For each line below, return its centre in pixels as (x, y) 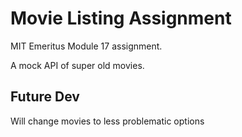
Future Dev (45, 97)
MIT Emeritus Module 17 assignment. (86, 46)
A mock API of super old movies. (77, 65)
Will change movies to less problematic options (107, 121)
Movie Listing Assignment (121, 18)
